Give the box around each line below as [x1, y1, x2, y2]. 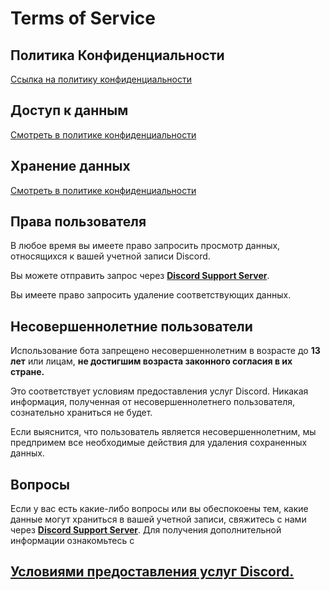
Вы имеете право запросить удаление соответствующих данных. [10, 289, 292, 301]
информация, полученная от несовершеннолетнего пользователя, [10, 396, 295, 408]
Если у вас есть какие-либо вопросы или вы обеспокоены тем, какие [10, 503, 309, 515]
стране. [10, 366, 45, 378]
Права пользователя [10, 213, 147, 231]
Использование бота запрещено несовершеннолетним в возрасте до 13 [10, 345, 321, 357]
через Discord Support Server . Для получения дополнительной [10, 524, 282, 536]
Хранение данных [10, 158, 131, 175]
